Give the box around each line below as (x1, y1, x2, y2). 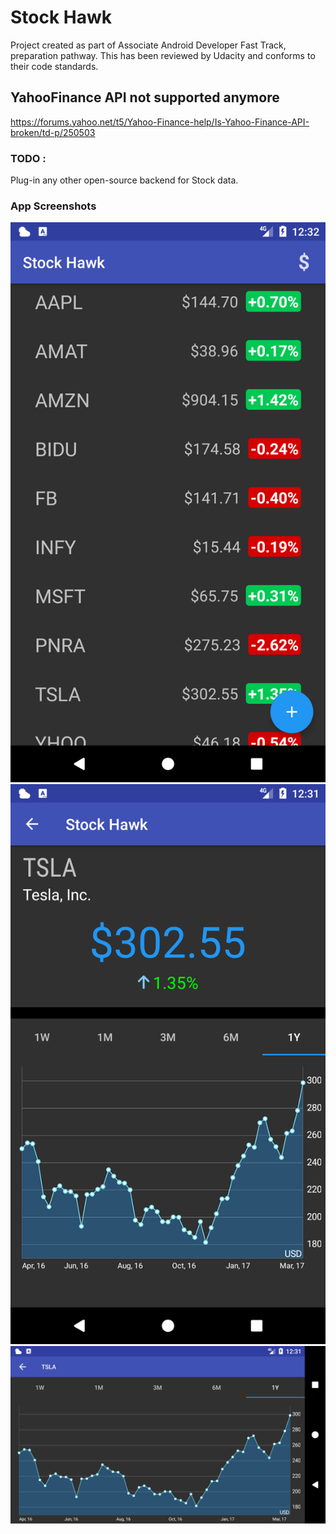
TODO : (10, 151, 47, 165)
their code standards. (10, 60, 99, 72)
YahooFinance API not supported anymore (10, 89, 280, 106)
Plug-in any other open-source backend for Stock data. (10, 174, 239, 186)
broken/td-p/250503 (10, 126, 96, 138)
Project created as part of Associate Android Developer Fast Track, (10, 39, 287, 51)
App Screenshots (10, 199, 97, 213)
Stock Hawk (10, 6, 113, 29)
